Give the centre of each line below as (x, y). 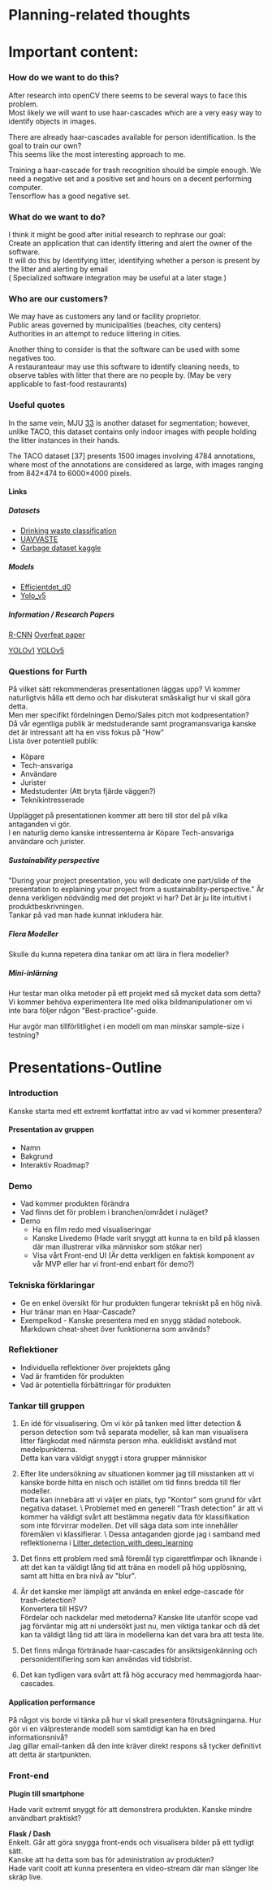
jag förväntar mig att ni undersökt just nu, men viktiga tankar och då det (140, 1626)
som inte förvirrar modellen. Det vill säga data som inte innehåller (129, 1526)
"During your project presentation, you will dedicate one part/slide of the (130, 881)
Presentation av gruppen (52, 1129)
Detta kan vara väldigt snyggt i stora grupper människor (113, 1458)
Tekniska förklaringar (52, 1285)
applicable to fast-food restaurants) (68, 384)
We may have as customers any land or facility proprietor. (105, 316)
